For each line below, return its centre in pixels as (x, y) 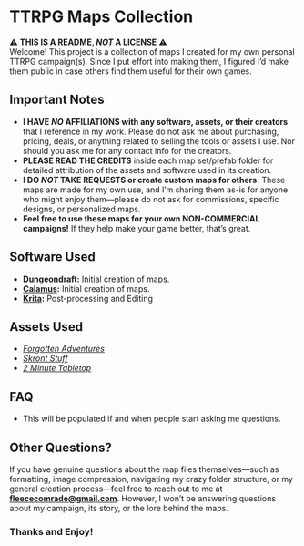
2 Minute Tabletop (57, 368)
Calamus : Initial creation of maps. (86, 288)
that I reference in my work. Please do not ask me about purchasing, (151, 131)
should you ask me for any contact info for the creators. (127, 150)
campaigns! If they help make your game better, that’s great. (137, 228)
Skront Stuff (45, 358)
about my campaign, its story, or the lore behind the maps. (119, 508)
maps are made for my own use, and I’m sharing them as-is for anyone (155, 190)
